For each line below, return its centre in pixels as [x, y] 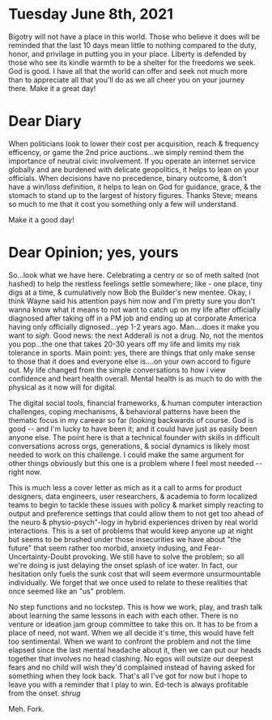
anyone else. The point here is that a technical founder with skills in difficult [134, 437]
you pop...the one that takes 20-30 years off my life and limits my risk [124, 344]
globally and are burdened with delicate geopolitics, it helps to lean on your [134, 169]
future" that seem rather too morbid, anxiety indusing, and [105, 548]
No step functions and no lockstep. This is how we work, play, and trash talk [136, 606]
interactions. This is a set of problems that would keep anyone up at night [131, 530]
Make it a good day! [41, 219]
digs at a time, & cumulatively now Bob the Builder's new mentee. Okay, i [130, 292]
